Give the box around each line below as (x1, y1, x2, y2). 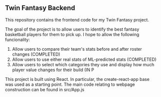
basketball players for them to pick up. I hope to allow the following (5, 31, 140, 37)
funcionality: (5, 37, 30, 42)
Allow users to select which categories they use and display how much (12, 61, 155, 67)
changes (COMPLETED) (12, 51, 60, 57)
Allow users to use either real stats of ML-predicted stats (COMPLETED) (12, 56, 157, 62)
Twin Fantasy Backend (5, 4, 75, 12)
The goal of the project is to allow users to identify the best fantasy (5, 26, 140, 32)
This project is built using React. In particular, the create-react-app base (5, 76, 150, 82)
